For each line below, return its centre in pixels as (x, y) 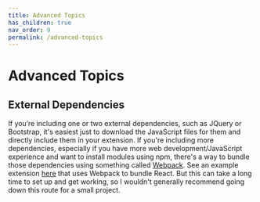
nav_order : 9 (29, 30)
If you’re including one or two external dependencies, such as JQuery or (125, 124)
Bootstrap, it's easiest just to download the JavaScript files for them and (125, 132)
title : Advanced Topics (47, 15)
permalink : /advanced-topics (56, 37)
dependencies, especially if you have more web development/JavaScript (125, 149)
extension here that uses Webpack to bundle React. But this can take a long (130, 174)
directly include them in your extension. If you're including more (111, 140)
